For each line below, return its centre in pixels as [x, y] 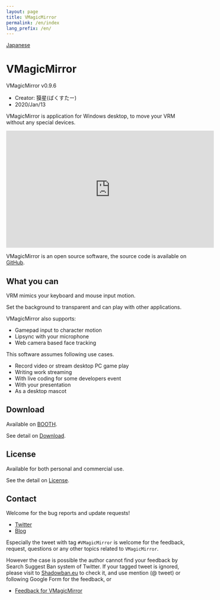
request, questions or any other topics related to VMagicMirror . [82, 549]
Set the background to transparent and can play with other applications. [94, 307]
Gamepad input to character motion [58, 330]
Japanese [18, 45]
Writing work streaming [43, 372]
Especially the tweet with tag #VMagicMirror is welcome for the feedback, [95, 542]
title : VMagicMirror [32, 17]
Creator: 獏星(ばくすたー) [46, 98]
